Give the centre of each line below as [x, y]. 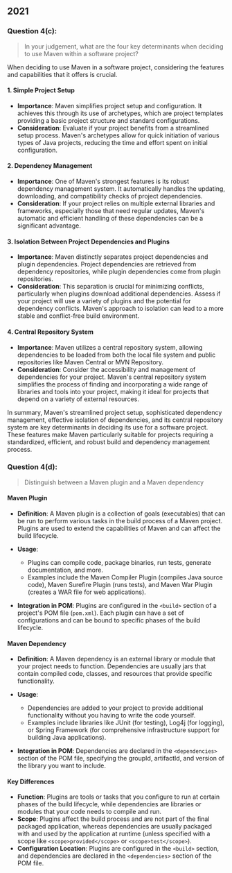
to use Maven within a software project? [81, 53]
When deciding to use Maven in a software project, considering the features [116, 67]
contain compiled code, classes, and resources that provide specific [115, 674]
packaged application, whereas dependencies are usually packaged [115, 827]
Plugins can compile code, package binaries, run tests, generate [119, 562]
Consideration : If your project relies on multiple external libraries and [116, 203]
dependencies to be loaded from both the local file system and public [116, 355]
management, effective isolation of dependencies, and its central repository [115, 420]
